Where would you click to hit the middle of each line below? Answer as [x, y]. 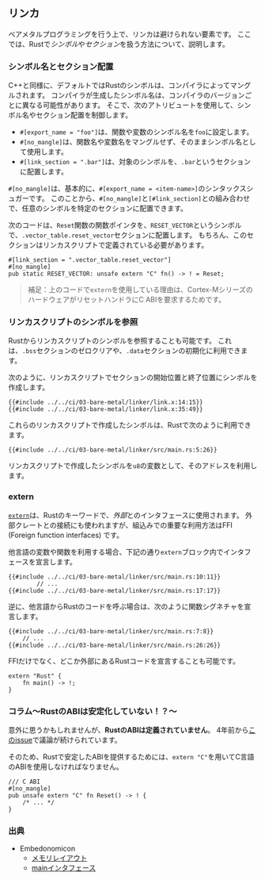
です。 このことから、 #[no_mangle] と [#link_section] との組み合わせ [140, 198]
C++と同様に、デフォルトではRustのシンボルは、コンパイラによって [119, 86]
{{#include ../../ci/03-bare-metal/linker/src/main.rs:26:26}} [115, 645]
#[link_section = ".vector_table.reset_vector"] [90, 260]
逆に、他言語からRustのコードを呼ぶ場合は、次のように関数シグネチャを [126, 606]
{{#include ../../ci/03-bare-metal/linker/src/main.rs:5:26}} [113, 450]
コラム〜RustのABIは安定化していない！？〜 [93, 711]
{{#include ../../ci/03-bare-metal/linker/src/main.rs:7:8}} [111, 631]
